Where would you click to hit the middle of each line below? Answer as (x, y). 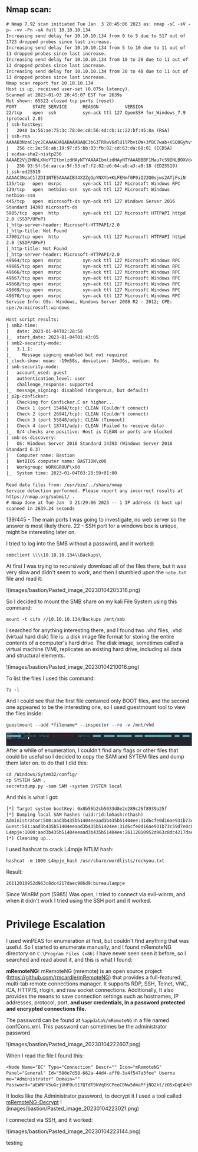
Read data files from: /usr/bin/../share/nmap (64, 485)
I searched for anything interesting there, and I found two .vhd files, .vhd (94, 630)
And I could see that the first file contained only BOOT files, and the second (98, 701)
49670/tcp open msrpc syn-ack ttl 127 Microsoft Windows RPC (93, 296)
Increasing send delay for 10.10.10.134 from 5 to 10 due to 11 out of (96, 48)
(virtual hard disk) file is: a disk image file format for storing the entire (90, 636)
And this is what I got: (32, 798)
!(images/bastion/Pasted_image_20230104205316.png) (73, 590)
